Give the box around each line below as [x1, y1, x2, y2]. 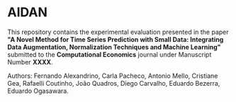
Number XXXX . [7, 57, 53, 66]
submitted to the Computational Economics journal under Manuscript [7, 50, 212, 59]
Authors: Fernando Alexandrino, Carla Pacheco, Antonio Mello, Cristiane [7, 72, 218, 80]
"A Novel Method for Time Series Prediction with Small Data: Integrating [7, 35, 224, 43]
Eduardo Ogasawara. [7, 86, 69, 95]
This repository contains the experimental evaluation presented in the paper [7, 28, 229, 36]
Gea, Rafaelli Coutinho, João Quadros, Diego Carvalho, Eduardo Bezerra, [7, 79, 220, 87]
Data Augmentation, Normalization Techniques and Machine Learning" [7, 42, 221, 51]
